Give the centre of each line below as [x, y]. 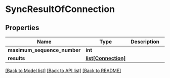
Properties [22, 28]
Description [145, 42]
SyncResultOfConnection [60, 9]
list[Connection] [106, 58]
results [16, 58]
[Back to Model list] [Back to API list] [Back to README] [63, 70]
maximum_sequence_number [44, 50]
